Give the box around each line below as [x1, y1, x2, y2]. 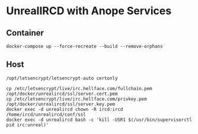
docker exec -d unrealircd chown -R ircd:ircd [6, 106, 123, 112]
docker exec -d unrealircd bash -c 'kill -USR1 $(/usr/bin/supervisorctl [6, 117, 193, 123]
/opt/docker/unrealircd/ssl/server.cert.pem [6, 91, 118, 97]
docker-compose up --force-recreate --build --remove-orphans [6, 43, 163, 49]
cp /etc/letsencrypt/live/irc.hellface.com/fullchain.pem [6, 85, 152, 91]
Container [6, 28, 44, 38]
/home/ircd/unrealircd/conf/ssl [6, 111, 86, 117]
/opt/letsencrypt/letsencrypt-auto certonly [6, 75, 118, 81]
